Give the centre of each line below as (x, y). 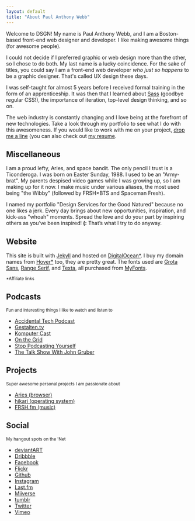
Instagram (27, 481)
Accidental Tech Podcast (44, 321)
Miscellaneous (33, 154)
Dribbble (25, 456)
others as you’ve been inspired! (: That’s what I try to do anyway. (84, 223)
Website (21, 241)
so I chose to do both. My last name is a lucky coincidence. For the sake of (96, 63)
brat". (13, 181)
